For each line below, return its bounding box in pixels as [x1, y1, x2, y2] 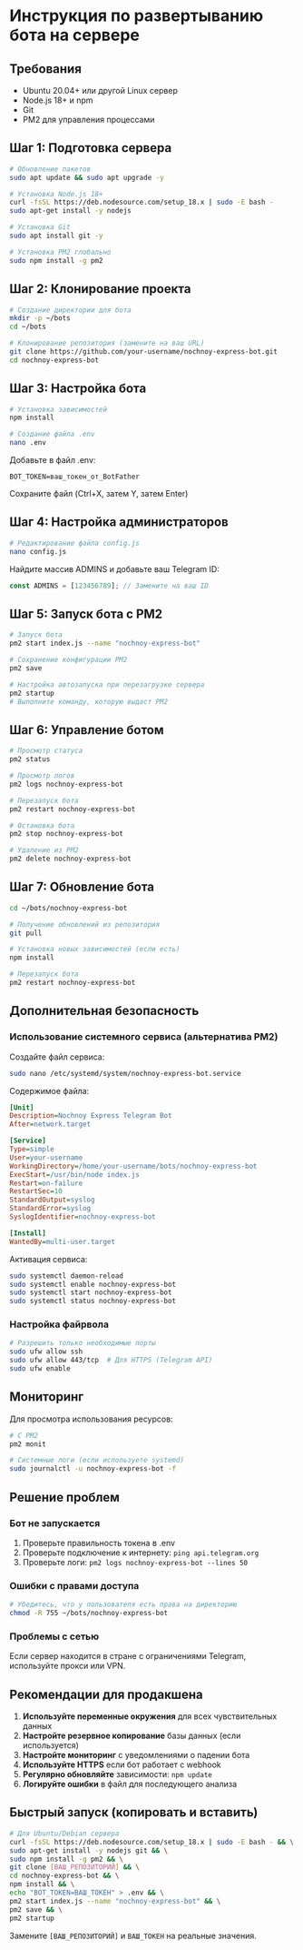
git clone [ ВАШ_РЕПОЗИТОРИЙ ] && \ [9, 1863, 141, 1872]
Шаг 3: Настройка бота [9, 381, 147, 397]
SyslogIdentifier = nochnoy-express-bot [9, 1212, 156, 1221]
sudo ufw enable [9, 1364, 71, 1373]
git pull [9, 929, 43, 938]
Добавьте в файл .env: [9, 455, 96, 466]
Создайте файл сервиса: [9, 1051, 105, 1062]
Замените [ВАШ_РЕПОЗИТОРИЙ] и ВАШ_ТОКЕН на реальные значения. [9, 1930, 257, 1941]
